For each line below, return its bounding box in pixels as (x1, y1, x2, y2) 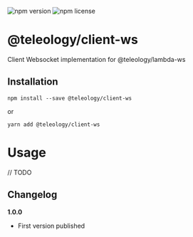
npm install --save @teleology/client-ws (7, 95, 132, 102)
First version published (17, 221, 85, 230)
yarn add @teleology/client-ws (7, 121, 100, 128)
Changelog (7, 189, 58, 201)
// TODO (7, 168, 32, 177)
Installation (7, 75, 58, 88)
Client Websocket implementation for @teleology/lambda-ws (7, 55, 186, 63)
